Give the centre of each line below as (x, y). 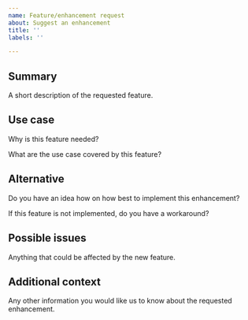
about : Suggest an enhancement (59, 23)
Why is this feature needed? (54, 139)
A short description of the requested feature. (81, 95)
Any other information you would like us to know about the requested (120, 301)
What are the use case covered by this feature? (85, 154)
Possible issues (47, 238)
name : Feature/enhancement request (67, 15)
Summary (33, 76)
